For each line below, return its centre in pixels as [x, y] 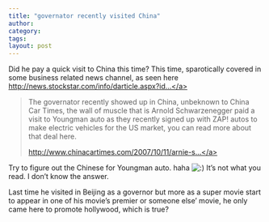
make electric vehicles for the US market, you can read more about [140, 128]
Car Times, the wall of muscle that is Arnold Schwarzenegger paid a [141, 111]
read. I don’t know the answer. [59, 177]
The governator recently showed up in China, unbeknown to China [139, 102]
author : [21, 23]
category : [25, 31]
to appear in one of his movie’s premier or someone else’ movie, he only [128, 201]
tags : [17, 38]
